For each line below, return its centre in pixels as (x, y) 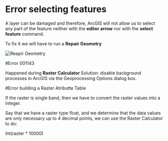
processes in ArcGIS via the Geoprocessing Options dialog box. (71, 78)
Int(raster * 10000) (24, 133)
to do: (11, 123)
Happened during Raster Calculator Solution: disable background (73, 73)
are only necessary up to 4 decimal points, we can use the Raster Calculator (84, 118)
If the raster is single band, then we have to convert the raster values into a (83, 98)
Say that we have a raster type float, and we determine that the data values (83, 113)
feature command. (25, 34)
